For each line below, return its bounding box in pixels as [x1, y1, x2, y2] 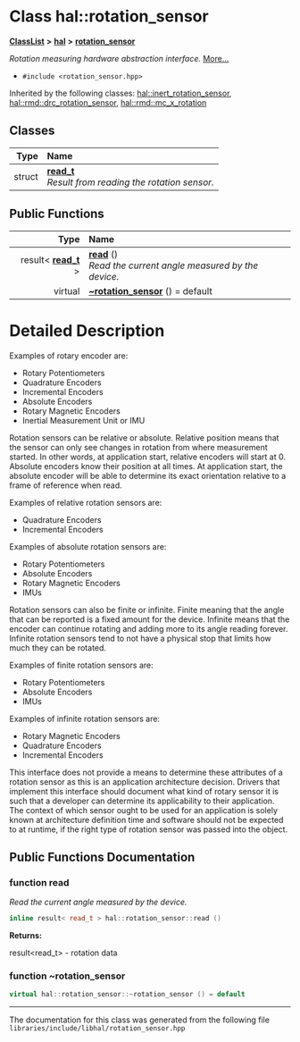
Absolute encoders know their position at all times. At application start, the [9, 460, 283, 471]
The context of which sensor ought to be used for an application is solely [9, 804, 279, 815]
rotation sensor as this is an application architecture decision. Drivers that [9, 776, 280, 787]
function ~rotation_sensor [9, 970, 126, 982]
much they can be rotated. [9, 642, 107, 653]
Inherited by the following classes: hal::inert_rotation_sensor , [9, 88, 232, 98]
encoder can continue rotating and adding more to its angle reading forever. [9, 623, 288, 634]
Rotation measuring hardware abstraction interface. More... [9, 53, 229, 63]
